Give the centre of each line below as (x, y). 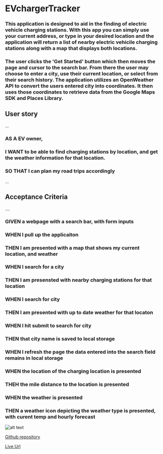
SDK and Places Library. (34, 98)
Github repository (23, 437)
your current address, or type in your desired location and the (80, 36)
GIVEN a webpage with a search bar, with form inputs (70, 221)
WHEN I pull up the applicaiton (42, 235)
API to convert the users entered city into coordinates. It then (79, 86)
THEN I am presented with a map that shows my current (72, 248)
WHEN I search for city (32, 299)
